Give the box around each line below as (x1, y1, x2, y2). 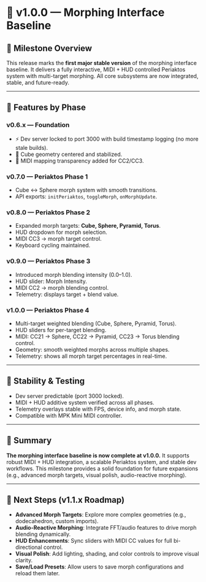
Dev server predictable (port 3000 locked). (15, 392, 124, 400)
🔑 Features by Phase (6, 103, 86, 113)
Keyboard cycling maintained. (15, 242, 91, 249)
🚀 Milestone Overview (6, 43, 93, 53)
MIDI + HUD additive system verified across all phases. (15, 398, 154, 406)
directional (15, 543, 42, 551)
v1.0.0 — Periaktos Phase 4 (6, 306, 90, 314)
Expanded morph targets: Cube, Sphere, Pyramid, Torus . (15, 222, 161, 230)
